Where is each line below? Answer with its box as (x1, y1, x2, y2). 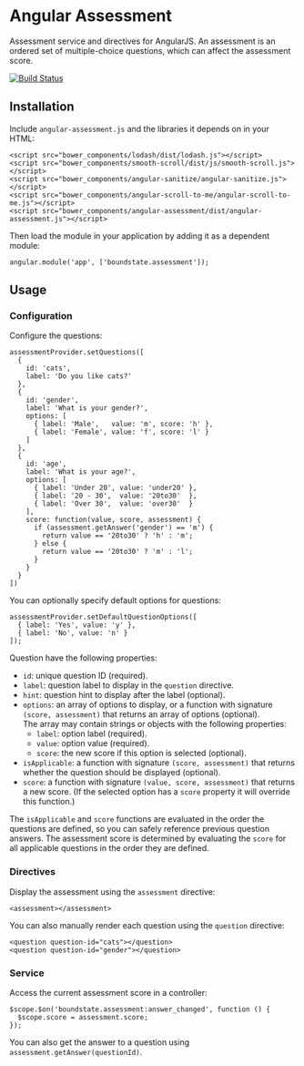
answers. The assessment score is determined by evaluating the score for (9, 833, 287, 844)
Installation (9, 99, 75, 115)
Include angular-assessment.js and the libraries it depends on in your (9, 123, 270, 134)
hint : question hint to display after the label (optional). (22, 690, 226, 701)
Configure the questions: (9, 330, 103, 342)
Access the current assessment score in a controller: (9, 988, 208, 999)
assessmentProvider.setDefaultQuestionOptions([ (9, 612, 198, 622)
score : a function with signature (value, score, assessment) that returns (22, 776, 296, 788)
